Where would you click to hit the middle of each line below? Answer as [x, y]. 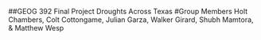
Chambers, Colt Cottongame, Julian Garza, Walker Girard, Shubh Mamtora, [131, 20]
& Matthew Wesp [36, 28]
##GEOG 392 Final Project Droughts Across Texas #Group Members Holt [128, 11]
